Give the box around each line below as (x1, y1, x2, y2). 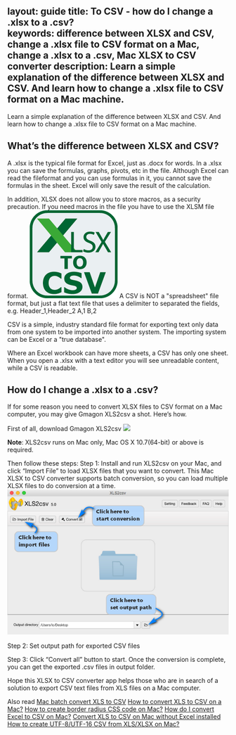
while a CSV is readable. (7, 364, 78, 372)
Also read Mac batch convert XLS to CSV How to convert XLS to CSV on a (7, 697, 222, 705)
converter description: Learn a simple (7, 60, 176, 72)
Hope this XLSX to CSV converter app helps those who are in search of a (7, 676, 219, 684)
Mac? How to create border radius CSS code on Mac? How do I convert (7, 705, 214, 713)
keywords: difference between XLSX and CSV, (7, 27, 214, 39)
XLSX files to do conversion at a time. (7, 482, 116, 490)
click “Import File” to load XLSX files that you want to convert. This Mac (7, 467, 214, 475)
